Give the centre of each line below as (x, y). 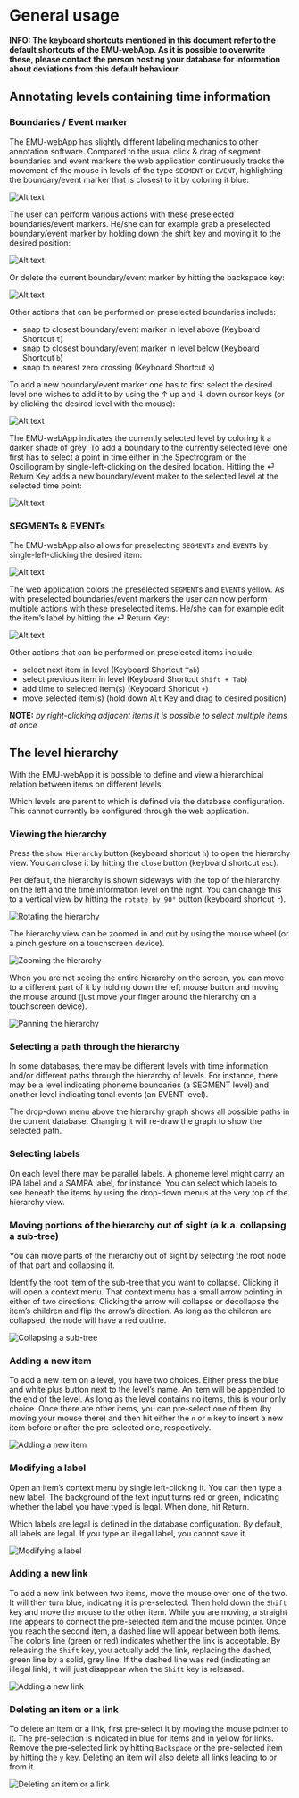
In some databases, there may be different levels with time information (139, 1066)
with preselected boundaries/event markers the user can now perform (138, 598)
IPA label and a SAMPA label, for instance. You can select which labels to (143, 1183)
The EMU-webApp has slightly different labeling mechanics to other (134, 142)
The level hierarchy (64, 753)
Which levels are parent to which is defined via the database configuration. (147, 801)
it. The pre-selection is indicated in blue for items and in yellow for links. (141, 1738)
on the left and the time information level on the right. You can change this (145, 890)
